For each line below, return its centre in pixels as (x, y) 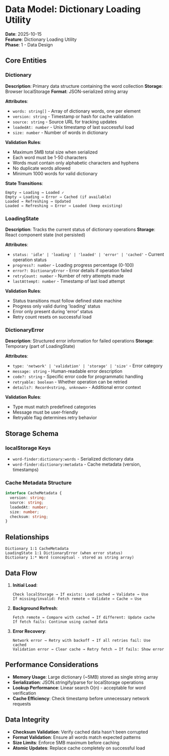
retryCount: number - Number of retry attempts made (68, 276)
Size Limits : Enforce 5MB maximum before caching (66, 742)
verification (24, 693)
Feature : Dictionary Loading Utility (41, 39)
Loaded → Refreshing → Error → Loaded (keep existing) (64, 206)
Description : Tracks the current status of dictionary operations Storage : (80, 229)
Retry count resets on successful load (52, 317)
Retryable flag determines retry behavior (55, 418)
